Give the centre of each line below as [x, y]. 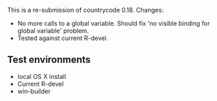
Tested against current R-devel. [63, 38]
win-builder [34, 91]
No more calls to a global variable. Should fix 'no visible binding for [114, 23]
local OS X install [42, 76]
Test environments [49, 60]
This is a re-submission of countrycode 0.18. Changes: [85, 10]
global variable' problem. [53, 31]
